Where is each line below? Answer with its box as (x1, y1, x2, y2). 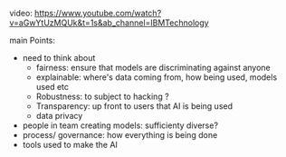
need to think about (22, 53, 96, 63)
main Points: (9, 35, 56, 45)
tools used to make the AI (22, 140, 118, 150)
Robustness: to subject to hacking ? (35, 91, 169, 102)
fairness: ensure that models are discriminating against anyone (35, 63, 271, 73)
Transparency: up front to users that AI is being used (35, 101, 234, 112)
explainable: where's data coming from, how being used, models (35, 72, 278, 83)
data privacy (35, 111, 83, 121)
